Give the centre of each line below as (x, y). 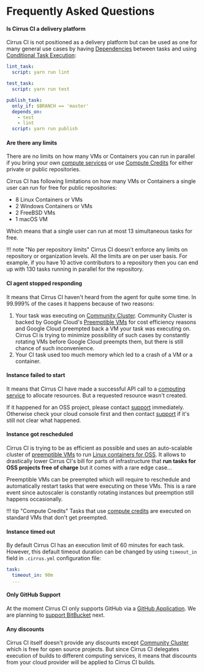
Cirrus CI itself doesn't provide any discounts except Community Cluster (98, 643)
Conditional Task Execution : (41, 55)
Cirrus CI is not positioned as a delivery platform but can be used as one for (102, 42)
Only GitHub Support (34, 595)
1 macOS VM (31, 219)
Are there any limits (32, 143)
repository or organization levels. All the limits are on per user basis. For (97, 256)
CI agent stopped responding (44, 283)
